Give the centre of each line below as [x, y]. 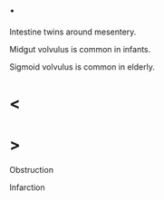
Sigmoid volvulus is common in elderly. [82, 67]
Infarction [27, 187]
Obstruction [32, 170]
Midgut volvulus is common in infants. [80, 49]
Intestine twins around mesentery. [73, 32]
